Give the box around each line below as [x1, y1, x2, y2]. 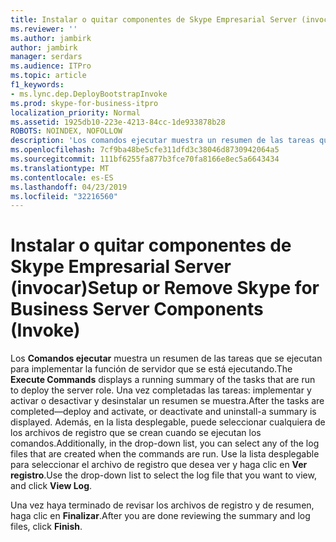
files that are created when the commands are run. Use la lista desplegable [10, 448, 320, 460]
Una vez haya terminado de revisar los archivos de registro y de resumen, [10, 499, 315, 511]
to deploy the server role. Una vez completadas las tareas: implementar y [10, 384, 312, 396]
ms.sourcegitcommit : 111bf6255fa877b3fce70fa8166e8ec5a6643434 [10, 154, 280, 164]
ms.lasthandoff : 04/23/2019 [10, 182, 128, 192]
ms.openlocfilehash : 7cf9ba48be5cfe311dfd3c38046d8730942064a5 [10, 145, 280, 155]
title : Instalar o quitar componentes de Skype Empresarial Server [10, 14, 298, 25]
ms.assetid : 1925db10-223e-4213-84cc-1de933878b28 [10, 117, 226, 127]
